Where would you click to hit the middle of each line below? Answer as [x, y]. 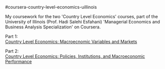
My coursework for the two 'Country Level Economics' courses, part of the [82, 16]
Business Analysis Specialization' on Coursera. [53, 27]
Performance [19, 61]
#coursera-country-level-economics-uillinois [51, 7]
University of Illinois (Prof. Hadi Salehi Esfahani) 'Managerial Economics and [82, 22]
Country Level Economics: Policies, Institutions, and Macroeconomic [75, 56]
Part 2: [12, 51]
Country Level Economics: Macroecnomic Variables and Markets [71, 42]
